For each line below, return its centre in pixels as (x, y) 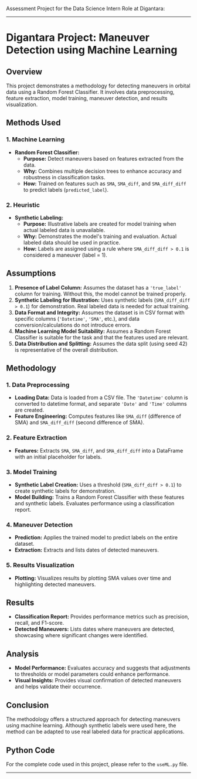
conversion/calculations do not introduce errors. (73, 325)
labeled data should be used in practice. (72, 242)
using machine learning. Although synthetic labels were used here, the (91, 726)
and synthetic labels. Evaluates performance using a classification (94, 504)
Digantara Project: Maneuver (78, 38)
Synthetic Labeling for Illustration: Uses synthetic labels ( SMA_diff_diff (102, 300)
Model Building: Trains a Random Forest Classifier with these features (99, 497)
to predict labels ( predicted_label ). (66, 189)
